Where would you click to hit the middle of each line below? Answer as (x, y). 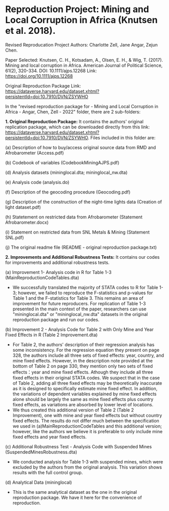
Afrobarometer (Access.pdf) (35, 153)
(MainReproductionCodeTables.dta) (42, 277)
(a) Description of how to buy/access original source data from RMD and (81, 147)
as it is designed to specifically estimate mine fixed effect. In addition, (85, 388)
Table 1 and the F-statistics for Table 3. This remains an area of (78, 298)
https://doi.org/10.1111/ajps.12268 (39, 76)
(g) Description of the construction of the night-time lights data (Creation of (84, 202)
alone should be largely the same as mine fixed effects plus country (83, 399)
